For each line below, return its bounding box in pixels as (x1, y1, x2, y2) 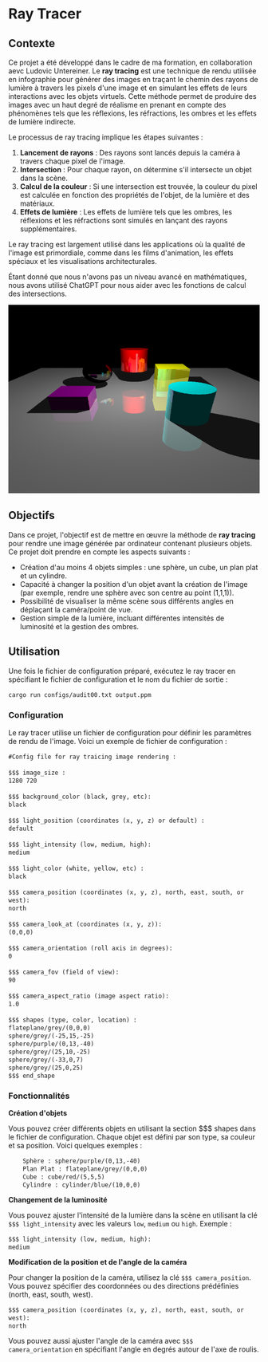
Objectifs (8, 509, 56, 522)
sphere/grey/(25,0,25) (8, 1064, 84, 1072)
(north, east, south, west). (8, 1289, 93, 1300)
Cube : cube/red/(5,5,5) (22, 1173, 105, 1181)
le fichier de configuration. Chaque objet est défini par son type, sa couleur (8, 1132, 256, 1142)
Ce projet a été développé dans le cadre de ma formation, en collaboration (8, 57, 253, 67)
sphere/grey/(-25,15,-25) (8, 1032, 94, 1040)
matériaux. (19, 199, 56, 208)
